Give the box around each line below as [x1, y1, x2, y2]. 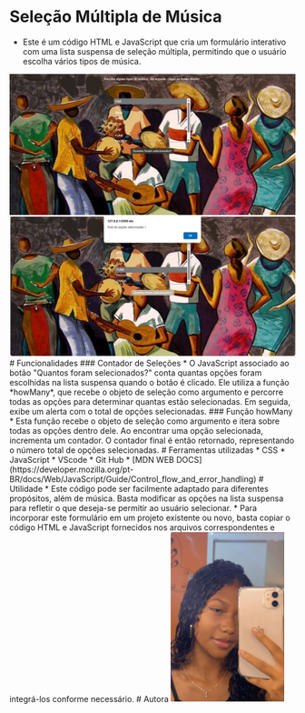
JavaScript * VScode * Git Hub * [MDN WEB [9, 454, 174, 465]
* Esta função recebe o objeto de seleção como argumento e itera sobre [9, 416, 280, 427]
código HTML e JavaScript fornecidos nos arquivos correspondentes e [9, 521, 275, 533]
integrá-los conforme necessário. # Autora [9, 693, 170, 704]
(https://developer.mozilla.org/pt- [9, 464, 134, 475]
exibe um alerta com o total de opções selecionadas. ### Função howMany [9, 406, 293, 417]
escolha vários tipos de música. [22, 55, 142, 66]
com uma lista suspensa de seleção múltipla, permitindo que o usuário [22, 45, 287, 56]
